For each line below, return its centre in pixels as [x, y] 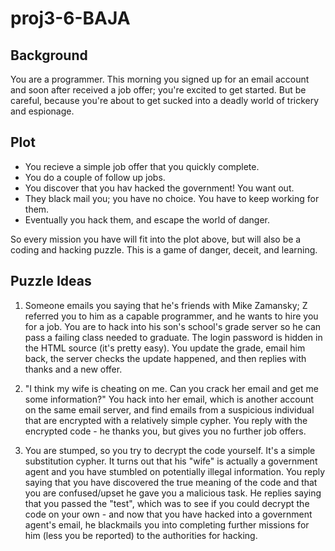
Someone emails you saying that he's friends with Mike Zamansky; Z [166, 305]
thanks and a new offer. [73, 369]
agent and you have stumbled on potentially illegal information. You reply [175, 471]
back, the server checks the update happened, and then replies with [165, 358]
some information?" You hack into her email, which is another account [169, 399]
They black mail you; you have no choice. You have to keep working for [172, 198]
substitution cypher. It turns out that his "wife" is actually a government [171, 461]
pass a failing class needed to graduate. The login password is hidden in [173, 337]
